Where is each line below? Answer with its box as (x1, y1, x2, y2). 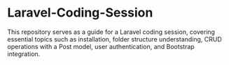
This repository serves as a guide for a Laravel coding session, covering (7, 28, 216, 36)
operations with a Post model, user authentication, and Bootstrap (7, 42, 195, 50)
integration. (7, 50, 41, 58)
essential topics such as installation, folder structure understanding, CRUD (7, 35, 222, 43)
